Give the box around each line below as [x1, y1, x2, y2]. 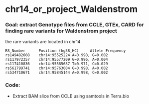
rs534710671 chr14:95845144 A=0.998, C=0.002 [5, 70, 108, 75]
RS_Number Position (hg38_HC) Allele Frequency [5, 48, 126, 53]
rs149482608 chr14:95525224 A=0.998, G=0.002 [5, 53, 108, 58]
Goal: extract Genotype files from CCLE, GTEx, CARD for [5, 21, 144, 28]
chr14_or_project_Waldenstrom [5, 3, 138, 15]
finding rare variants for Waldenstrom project [5, 27, 117, 34]
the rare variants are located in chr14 [5, 39, 81, 45]
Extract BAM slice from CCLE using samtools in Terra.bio [12, 93, 130, 99]
